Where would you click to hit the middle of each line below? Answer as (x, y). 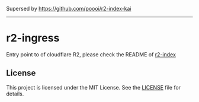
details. (15, 94)
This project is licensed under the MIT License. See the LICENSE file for (94, 87)
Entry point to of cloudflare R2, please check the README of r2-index (91, 54)
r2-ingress (33, 38)
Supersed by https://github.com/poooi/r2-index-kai (69, 9)
